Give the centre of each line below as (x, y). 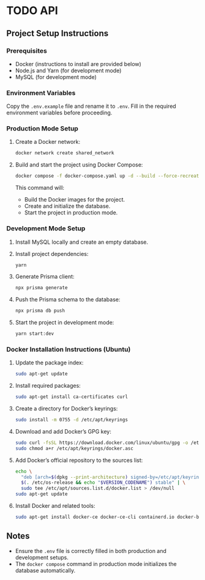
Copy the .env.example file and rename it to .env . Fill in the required (91, 106)
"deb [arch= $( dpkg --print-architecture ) (75, 477)
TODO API (32, 11)
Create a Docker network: (48, 142)
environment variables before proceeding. (59, 113)
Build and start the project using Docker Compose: (79, 165)
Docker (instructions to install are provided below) (78, 64)
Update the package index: (49, 363)
